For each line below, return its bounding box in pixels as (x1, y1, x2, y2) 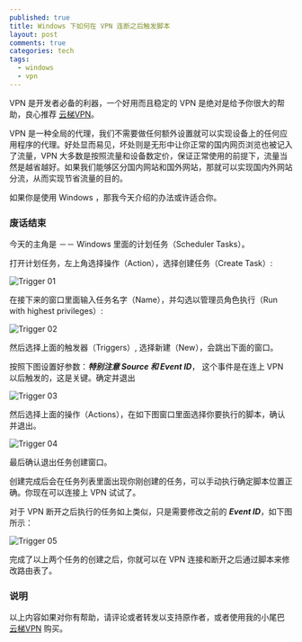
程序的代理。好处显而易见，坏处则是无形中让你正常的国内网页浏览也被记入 (16, 138, 293, 149)
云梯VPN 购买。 (9, 623, 68, 634)
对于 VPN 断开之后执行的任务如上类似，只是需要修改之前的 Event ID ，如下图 (9, 506, 293, 517)
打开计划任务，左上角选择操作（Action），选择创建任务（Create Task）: (9, 258, 273, 269)
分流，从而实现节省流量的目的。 (9, 173, 128, 183)
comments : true (9, 38, 67, 48)
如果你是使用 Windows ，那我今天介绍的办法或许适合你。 (9, 192, 222, 202)
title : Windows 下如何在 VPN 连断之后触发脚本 (9, 22, 171, 31)
